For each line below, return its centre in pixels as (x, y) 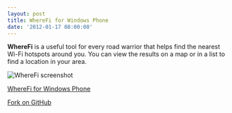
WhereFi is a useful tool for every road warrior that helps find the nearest (114, 47)
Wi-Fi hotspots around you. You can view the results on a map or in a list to (116, 54)
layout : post (26, 14)
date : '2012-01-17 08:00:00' (50, 27)
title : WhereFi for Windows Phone (58, 20)
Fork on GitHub (29, 102)
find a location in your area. (47, 62)
